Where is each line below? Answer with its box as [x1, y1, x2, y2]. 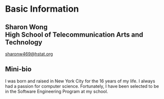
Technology [5, 38, 43, 46]
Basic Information [5, 3, 80, 15]
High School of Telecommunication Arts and [5, 30, 143, 39]
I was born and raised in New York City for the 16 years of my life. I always [5, 78, 156, 84]
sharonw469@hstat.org [5, 51, 53, 57]
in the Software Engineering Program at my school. [5, 88, 109, 94]
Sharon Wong [5, 23, 48, 31]
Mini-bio [5, 65, 32, 74]
